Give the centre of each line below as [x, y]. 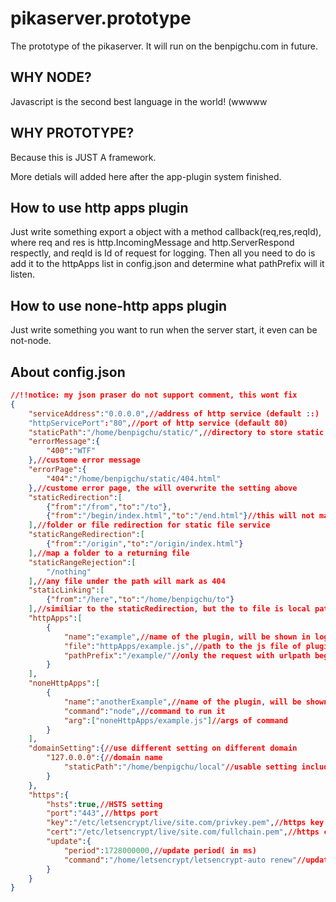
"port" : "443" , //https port [102, 813]
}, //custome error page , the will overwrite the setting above [163, 488]
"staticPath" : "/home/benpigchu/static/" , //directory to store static [176, 432]
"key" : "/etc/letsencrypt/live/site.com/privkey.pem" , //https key [185, 823]
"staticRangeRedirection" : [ [86, 535]
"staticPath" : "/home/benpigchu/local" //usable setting [180, 767]
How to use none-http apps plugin [118, 305]
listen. [23, 274]
